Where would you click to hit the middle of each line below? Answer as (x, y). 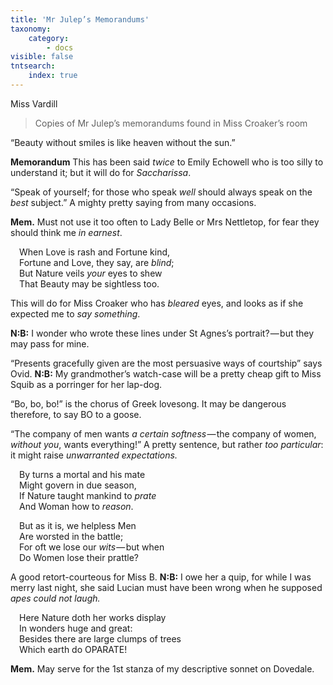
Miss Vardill (34, 103)
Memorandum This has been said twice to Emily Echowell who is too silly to (167, 162)
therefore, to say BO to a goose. (76, 414)
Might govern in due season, (78, 485)
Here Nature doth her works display (93, 617)
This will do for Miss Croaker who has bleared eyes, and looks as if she (157, 303)
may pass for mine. (50, 343)
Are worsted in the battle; (71, 536)
